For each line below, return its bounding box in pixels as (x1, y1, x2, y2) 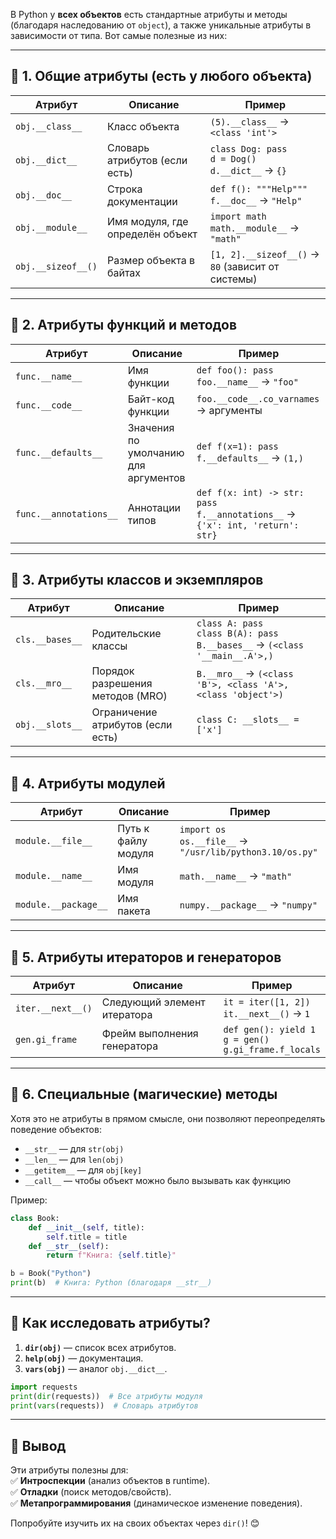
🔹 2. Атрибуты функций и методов (10, 317, 238, 334)
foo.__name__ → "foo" (196, 374, 299, 388)
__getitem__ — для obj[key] (24, 1164, 143, 1176)
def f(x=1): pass (196, 440, 279, 452)
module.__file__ (15, 835, 93, 847)
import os (179, 824, 227, 836)
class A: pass (196, 618, 264, 629)
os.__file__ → (179, 834, 249, 848)
